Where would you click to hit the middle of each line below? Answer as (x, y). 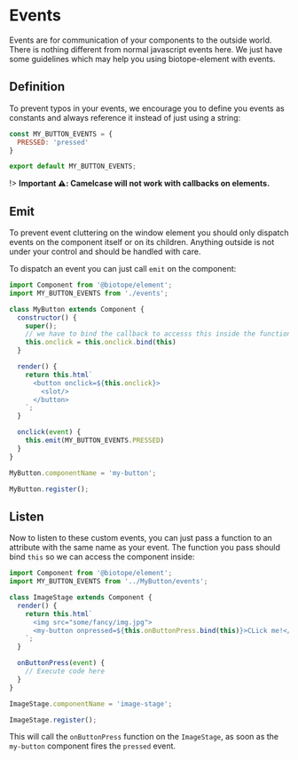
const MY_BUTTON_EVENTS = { (61, 134)
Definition (37, 87)
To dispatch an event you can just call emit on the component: (123, 269)
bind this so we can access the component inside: (102, 557)
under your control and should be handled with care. (105, 252)
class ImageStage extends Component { (81, 598)
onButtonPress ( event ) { (61, 663)
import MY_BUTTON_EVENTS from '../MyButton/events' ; (109, 582)
